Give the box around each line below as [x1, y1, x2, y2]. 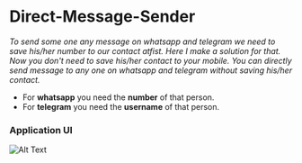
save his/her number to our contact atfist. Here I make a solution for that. [9, 45, 281, 56]
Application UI [9, 123, 74, 136]
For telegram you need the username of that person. [22, 101, 220, 112]
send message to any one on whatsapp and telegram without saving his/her [9, 65, 293, 76]
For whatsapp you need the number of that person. [22, 92, 215, 103]
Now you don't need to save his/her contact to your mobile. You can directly [9, 55, 292, 66]
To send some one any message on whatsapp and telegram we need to [9, 36, 276, 47]
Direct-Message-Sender [9, 6, 196, 27]
